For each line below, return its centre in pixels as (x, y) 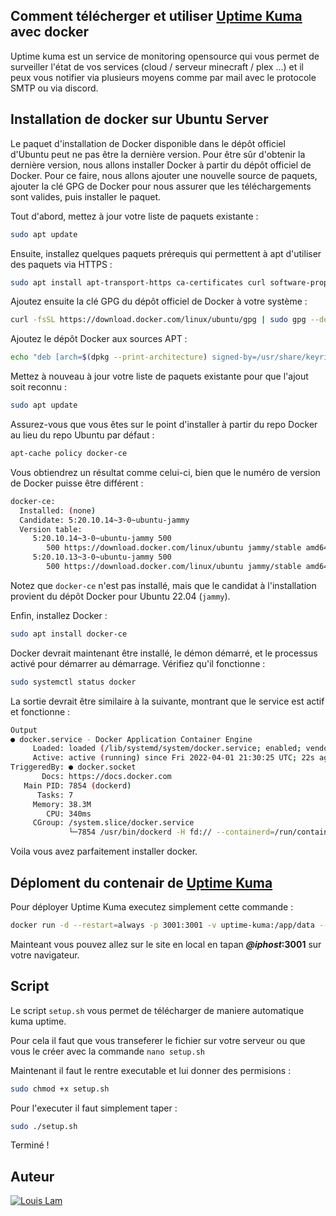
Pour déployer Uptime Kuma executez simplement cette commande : (152, 906)
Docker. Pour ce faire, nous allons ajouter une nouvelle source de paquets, (164, 175)
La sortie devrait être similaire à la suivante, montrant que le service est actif (167, 701)
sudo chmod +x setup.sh (60, 1089)
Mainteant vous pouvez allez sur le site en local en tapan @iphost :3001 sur (166, 944)
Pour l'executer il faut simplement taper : (94, 1108)
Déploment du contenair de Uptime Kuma (141, 882)
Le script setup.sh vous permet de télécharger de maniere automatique (157, 1010)
